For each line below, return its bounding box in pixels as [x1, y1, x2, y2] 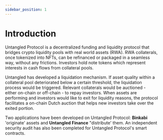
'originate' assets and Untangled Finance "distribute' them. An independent [5, 120, 157, 125]
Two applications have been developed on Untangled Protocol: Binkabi [5, 115, 147, 121]
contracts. [5, 130, 26, 136]
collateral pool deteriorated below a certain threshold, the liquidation [5, 79, 142, 85]
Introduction [5, 28, 56, 39]
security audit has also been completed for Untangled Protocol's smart [5, 125, 147, 131]
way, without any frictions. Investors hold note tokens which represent [5, 59, 146, 66]
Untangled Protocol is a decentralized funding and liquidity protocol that [5, 44, 150, 50]
